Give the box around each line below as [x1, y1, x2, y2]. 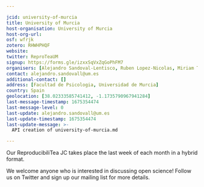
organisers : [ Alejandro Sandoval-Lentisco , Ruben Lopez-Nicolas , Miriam [6, 65, 194, 71]
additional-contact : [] [6, 76, 67, 83]
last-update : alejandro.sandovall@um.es [6, 110, 110, 116]
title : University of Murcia [6, 19, 80, 26]
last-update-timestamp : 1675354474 [6, 116, 97, 122]
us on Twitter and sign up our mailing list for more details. [6, 174, 150, 181]
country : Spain [6, 87, 45, 94]
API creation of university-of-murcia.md [12, 127, 118, 134]
